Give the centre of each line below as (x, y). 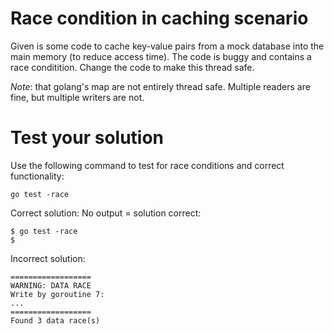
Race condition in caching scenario (159, 18)
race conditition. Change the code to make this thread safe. (132, 67)
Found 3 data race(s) (55, 320)
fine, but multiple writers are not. (77, 97)
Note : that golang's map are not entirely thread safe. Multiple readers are (160, 86)
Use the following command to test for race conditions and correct (147, 165)
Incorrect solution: (48, 258)
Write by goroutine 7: (57, 294)
